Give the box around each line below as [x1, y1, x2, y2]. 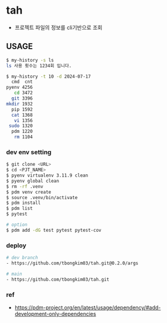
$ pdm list [6, 206, 33, 212]
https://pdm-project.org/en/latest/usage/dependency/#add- [14, 303, 161, 311]
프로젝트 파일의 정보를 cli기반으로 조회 [14, 24, 103, 31]
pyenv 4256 [6, 84, 33, 91]
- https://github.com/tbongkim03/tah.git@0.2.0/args [6, 260, 139, 266]
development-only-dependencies [14, 310, 96, 317]
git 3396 [11, 95, 33, 101]
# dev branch [6, 255, 38, 261]
